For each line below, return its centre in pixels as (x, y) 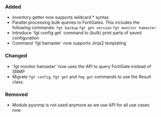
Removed (16, 94)
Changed (16, 56)
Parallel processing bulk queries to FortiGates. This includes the (76, 22)
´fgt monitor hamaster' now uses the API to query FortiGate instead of (81, 66)
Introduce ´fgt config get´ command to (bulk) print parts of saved (77, 33)
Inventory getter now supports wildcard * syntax (60, 17)
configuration (25, 38)
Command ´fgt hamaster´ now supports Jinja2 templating (69, 43)
